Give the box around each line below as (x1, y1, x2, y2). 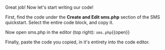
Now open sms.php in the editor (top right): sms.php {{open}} (5, 29, 130, 35)
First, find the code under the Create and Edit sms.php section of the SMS (5, 14, 160, 20)
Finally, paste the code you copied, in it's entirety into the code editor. (5, 39, 150, 45)
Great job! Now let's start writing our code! (5, 5, 94, 10)
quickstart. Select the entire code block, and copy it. (5, 20, 114, 25)
